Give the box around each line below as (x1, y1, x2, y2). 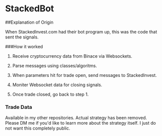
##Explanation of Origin (5, 19, 54, 25)
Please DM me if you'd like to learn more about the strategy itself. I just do (5, 120, 156, 126)
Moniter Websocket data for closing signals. (12, 82, 103, 88)
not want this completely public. (5, 125, 70, 131)
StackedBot (5, 3, 54, 14)
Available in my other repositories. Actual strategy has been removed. (5, 115, 147, 121)
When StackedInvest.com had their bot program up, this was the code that (5, 29, 158, 34)
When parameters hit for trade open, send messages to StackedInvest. (12, 72, 157, 78)
